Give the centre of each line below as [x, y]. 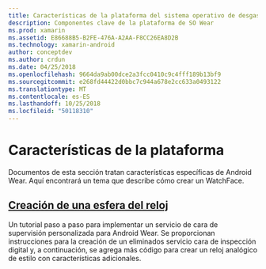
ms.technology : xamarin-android [61, 45]
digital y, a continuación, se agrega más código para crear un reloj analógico [133, 249]
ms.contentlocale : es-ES [49, 97]
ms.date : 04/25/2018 [42, 67]
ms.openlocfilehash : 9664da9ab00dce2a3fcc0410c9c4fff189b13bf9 [115, 74]
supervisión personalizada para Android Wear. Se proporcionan [112, 233]
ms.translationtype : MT [47, 89]
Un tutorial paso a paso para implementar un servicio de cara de [113, 224]
